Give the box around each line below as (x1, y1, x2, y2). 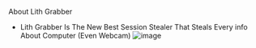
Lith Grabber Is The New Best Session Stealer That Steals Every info (19, 22, 249, 31)
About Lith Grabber (8, 7, 73, 16)
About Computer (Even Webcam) (19, 31, 131, 40)
